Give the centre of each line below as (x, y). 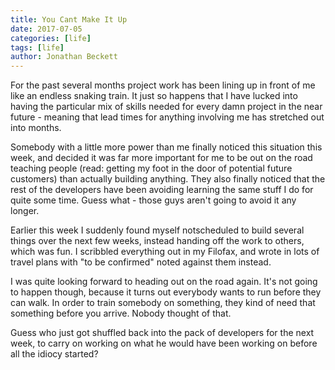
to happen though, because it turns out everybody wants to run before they (166, 292)
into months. (36, 128)
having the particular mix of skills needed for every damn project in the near (166, 107)
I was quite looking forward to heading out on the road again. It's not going (164, 282)
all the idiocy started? (54, 354)
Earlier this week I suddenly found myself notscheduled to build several (157, 230)
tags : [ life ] (37, 47)
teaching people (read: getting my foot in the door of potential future (151, 168)
